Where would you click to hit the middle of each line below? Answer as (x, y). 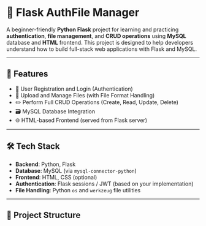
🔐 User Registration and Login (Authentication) (74, 89)
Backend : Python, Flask (45, 164)
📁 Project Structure (44, 215)
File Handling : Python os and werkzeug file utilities (78, 190)
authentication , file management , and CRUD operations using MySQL (96, 36)
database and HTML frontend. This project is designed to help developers (100, 42)
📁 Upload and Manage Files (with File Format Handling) (85, 95)
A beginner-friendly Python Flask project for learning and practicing (93, 29)
